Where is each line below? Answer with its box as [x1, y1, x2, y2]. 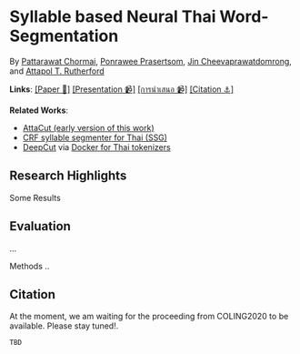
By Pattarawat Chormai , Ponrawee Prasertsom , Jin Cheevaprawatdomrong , [9, 56, 293, 66]
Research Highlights [9, 168, 127, 184]
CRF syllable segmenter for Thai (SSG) [22, 132, 168, 143]
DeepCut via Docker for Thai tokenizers [22, 141, 171, 152]
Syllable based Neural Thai [9, 6, 216, 27]
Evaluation [9, 218, 71, 234]
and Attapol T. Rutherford [9, 66, 105, 76]
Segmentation [9, 25, 119, 46]
